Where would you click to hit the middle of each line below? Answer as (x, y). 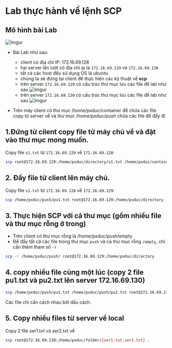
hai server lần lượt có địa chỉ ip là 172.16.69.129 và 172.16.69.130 (89, 68)
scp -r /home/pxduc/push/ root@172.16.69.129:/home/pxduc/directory (80, 257)
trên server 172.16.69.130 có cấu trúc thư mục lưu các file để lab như (93, 95)
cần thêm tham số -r (35, 247)
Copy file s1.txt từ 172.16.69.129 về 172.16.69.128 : (60, 152)
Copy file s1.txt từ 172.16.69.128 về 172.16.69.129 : (60, 190)
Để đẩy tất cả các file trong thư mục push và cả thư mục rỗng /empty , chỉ (89, 242)
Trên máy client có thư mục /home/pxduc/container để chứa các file (84, 110)
